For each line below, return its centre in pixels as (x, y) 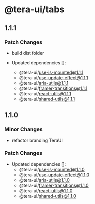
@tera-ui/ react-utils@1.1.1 (45, 93)
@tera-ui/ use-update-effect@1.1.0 (54, 175)
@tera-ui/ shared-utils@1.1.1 (47, 99)
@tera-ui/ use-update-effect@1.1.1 (54, 78)
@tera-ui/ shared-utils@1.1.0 (48, 196)
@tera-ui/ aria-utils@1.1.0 (45, 180)
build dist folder (28, 53)
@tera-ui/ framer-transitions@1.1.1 (53, 88)
